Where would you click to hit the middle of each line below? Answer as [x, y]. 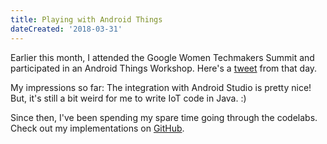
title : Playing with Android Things [86, 19]
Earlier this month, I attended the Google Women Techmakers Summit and [162, 57]
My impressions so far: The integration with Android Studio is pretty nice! [161, 87]
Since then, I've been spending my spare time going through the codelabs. [164, 117]
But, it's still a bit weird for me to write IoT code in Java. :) [128, 98]
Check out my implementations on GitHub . [97, 128]
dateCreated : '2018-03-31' [66, 29]
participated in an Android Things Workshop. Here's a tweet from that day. [164, 68]
